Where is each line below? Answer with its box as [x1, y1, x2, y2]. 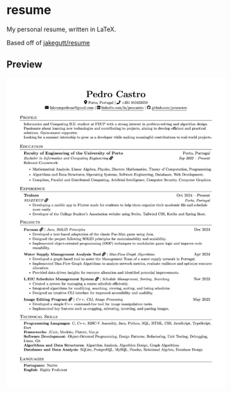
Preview [6, 58, 43, 71]
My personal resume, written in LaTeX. [6, 25, 117, 33]
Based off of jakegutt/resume [6, 38, 90, 47]
